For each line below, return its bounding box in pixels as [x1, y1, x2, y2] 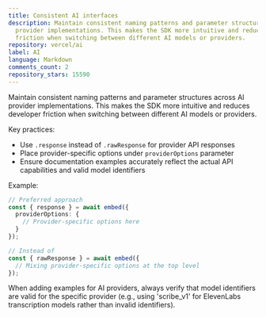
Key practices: [8, 124, 55, 134]
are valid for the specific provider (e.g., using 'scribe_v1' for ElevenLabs [8, 292, 241, 301]
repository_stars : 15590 [8, 71, 90, 78]
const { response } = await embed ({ [8, 203, 129, 211]
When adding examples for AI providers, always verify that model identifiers [8, 283, 256, 293]
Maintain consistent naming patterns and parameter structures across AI [8, 92, 245, 101]
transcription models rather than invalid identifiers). [8, 300, 176, 310]
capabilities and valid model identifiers [19, 165, 146, 174]
